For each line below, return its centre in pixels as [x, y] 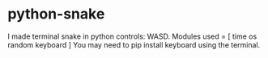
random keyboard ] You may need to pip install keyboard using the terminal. [134, 44]
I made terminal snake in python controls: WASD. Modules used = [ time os [132, 36]
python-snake [56, 14]
